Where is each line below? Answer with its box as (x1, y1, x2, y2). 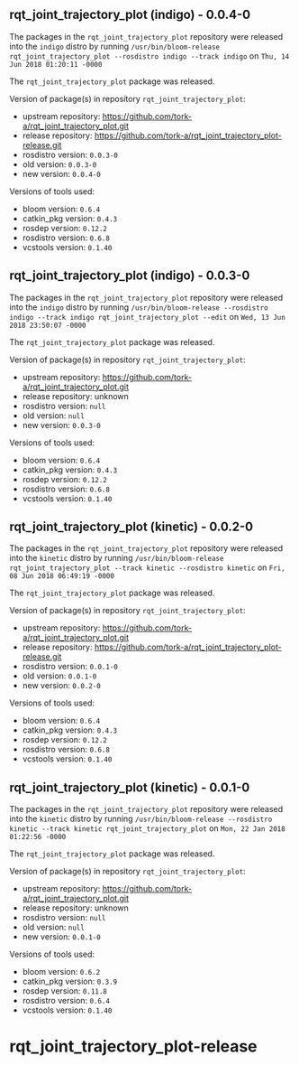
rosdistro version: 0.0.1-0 (22, 661, 119, 672)
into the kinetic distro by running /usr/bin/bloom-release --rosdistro (9, 813, 273, 825)
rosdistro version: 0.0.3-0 (22, 149, 119, 160)
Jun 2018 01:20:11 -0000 (9, 60, 103, 69)
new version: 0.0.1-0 (22, 931, 101, 942)
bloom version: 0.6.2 (22, 967, 101, 977)
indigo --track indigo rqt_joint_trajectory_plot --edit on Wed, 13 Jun (9, 311, 285, 322)
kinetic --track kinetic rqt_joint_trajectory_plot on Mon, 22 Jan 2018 (9, 823, 285, 834)
